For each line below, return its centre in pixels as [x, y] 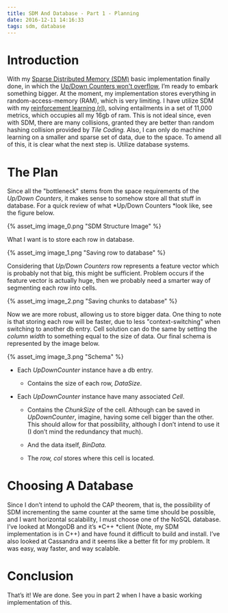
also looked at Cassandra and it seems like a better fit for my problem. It [109, 541]
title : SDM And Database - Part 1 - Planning [73, 13]
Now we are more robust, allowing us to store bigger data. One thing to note [114, 314]
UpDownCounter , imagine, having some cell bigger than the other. [121, 417]
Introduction [43, 60]
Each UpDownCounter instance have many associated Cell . [101, 397]
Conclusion [40, 576]
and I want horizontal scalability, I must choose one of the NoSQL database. [114, 520]
